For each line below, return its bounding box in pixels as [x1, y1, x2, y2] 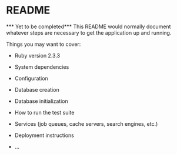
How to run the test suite [14, 109, 75, 116]
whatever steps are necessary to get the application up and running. [6, 29, 172, 36]
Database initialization [14, 98, 69, 105]
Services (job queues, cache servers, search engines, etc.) [14, 120, 158, 127]
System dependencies [14, 63, 69, 71]
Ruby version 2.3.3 [14, 52, 61, 59]
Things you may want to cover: [6, 41, 81, 48]
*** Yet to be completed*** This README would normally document [6, 23, 171, 30]
